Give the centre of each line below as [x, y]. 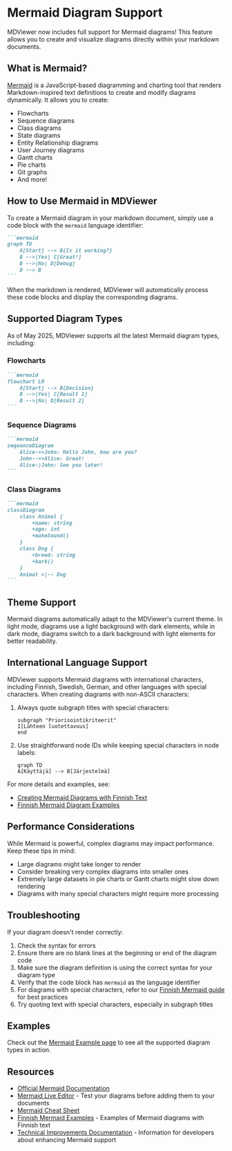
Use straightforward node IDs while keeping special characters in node [118, 745]
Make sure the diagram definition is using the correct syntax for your [115, 968]
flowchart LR [26, 381]
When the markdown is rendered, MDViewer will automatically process [108, 289]
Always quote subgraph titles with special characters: [94, 707]
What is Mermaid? [47, 68]
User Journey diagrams [51, 149]
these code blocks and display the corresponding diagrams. [93, 297]
